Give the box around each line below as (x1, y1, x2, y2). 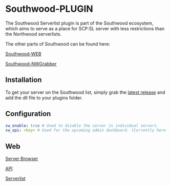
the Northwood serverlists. (5, 31, 62, 37)
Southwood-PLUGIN (5, 3, 93, 15)
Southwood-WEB (5, 51, 42, 57)
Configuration (5, 110, 51, 118)
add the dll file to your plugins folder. (5, 94, 83, 100)
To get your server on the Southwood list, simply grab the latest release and (5, 89, 165, 95)
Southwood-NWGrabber (5, 60, 57, 67)
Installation (5, 75, 42, 85)
